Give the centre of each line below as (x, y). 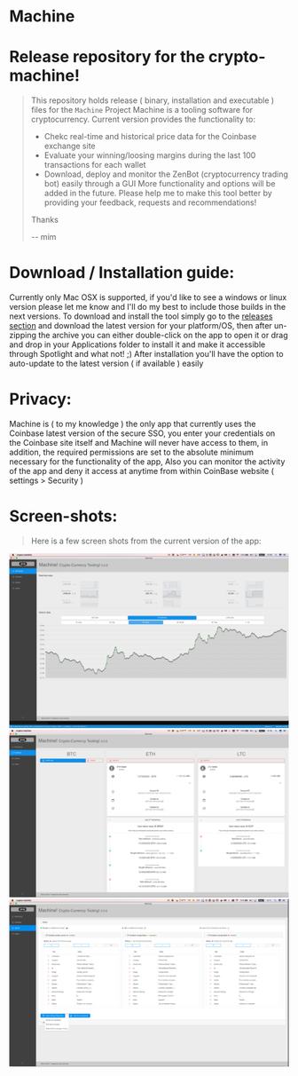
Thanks (45, 220)
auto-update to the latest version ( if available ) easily (106, 364)
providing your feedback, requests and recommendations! (150, 202)
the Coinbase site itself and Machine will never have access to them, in (139, 443)
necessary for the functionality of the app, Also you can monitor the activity (147, 462)
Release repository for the (107, 57)
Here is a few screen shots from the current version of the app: (146, 541)
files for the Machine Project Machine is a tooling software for (142, 110)
